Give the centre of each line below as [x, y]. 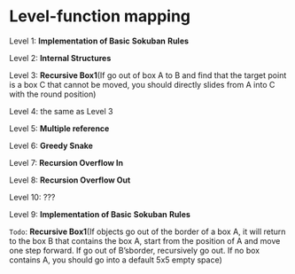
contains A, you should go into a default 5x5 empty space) [116, 260]
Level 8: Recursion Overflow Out [70, 180]
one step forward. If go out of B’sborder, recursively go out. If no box [134, 250]
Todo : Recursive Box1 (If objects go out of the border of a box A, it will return [147, 231]
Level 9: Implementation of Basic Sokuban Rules [100, 214]
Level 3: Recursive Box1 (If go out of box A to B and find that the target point [148, 75]
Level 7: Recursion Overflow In [66, 162]
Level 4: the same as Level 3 [61, 111]
